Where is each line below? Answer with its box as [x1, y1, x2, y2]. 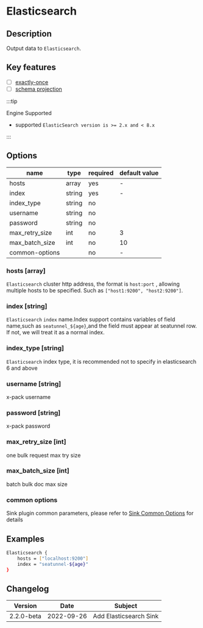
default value [119, 169, 159, 177]
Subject [114, 602, 138, 610]
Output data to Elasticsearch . [6, 44, 81, 52]
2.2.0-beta [9, 612, 41, 621]
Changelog [6, 584, 49, 594]
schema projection [15, 85, 62, 93]
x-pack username [6, 393, 51, 400]
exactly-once [15, 78, 49, 86]
